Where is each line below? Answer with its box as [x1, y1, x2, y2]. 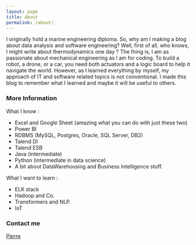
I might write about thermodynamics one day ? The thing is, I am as [6, 48, 170, 55]
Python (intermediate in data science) [14, 157, 106, 164]
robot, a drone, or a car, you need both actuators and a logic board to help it [6, 61, 190, 68]
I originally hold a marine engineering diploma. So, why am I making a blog [6, 36, 187, 43]
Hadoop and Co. [14, 192, 55, 199]
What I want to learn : [6, 174, 58, 181]
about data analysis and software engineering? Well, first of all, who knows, [6, 42, 190, 49]
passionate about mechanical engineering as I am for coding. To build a [6, 54, 180, 62]
